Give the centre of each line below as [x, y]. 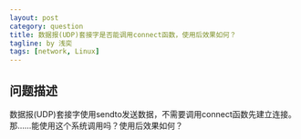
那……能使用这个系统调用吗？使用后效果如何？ [97, 125]
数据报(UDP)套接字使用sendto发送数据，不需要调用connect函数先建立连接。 [153, 114]
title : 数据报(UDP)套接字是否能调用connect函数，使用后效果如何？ [123, 35]
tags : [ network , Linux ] [55, 52]
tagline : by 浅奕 [41, 43]
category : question [47, 26]
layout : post [34, 18]
